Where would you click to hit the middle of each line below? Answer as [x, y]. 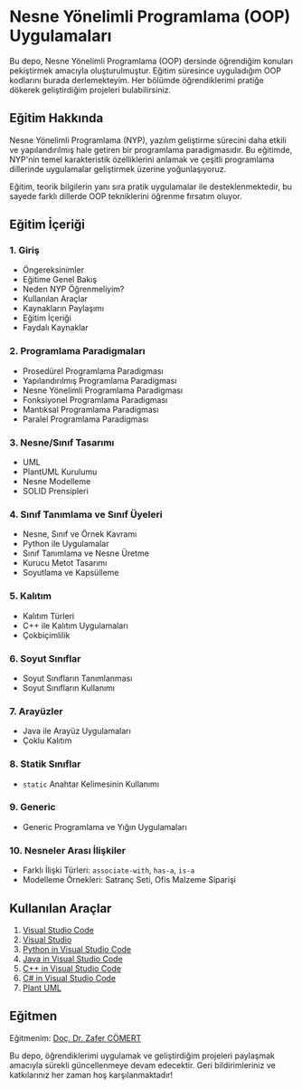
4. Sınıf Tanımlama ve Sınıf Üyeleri [86, 514]
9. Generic [33, 807]
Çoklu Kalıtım [47, 740]
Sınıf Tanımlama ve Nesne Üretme [85, 553]
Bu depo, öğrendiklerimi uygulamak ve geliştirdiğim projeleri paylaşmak [142, 1056]
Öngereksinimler [53, 270]
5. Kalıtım [31, 597]
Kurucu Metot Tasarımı [65, 563]
